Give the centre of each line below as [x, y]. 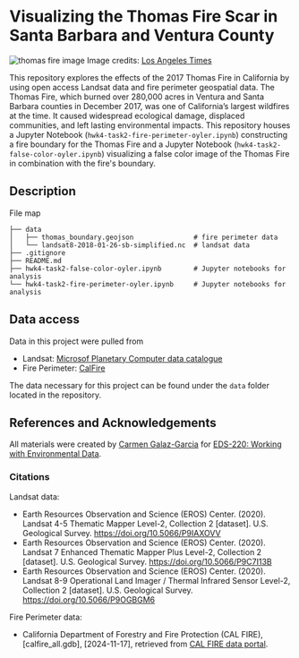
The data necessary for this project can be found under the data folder [140, 385]
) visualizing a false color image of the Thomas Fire [196, 153]
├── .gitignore [38, 252]
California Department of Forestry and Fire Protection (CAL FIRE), [143, 634]
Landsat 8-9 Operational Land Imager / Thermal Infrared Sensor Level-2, [156, 580]
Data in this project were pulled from [77, 341]
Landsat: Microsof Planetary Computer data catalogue [122, 358]
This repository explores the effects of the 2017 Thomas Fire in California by [149, 77]
